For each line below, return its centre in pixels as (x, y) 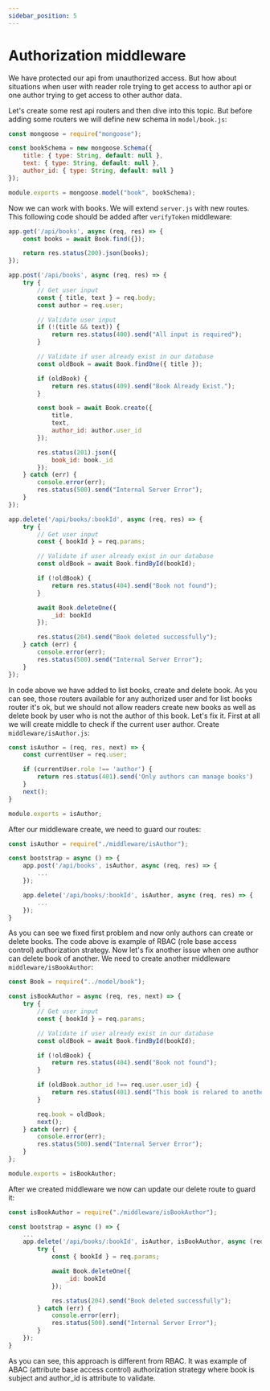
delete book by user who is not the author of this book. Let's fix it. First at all (134, 716)
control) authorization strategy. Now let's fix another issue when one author (133, 950)
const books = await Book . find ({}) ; (84, 239)
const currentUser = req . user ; (75, 755)
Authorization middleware (97, 55)
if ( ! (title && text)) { (79, 327)
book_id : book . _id (82, 460)
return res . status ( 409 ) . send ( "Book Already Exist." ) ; (143, 386)
